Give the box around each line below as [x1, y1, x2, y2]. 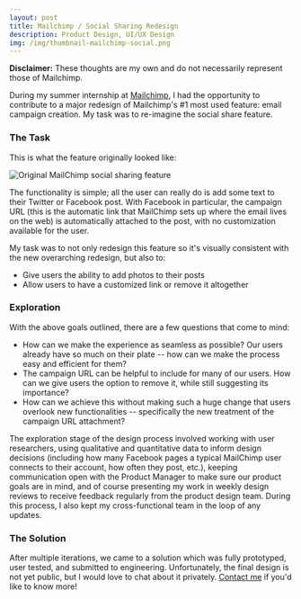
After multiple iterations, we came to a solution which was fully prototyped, [9, 552, 287, 563]
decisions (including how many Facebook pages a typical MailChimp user [9, 451, 282, 463]
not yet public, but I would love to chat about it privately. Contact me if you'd [9, 572, 292, 583]
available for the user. [9, 225, 90, 236]
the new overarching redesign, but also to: [9, 252, 166, 263]
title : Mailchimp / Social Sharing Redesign [9, 22, 179, 31]
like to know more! [9, 581, 78, 592]
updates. [9, 509, 42, 520]
